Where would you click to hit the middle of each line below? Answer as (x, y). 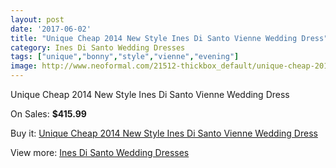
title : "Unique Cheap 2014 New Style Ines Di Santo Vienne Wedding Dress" (169, 38)
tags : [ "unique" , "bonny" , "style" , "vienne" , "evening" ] (125, 57)
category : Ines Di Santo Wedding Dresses (98, 47)
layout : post (37, 19)
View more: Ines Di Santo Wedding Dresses (100, 152)
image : (24, 66)
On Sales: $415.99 (48, 114)
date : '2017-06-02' (51, 29)
